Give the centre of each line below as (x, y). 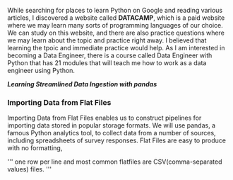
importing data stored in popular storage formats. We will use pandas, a (112, 125)
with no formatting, (35, 148)
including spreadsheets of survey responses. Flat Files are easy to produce (116, 140)
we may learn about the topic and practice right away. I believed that (107, 40)
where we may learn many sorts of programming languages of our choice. (115, 25)
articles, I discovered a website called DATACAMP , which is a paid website (116, 18)
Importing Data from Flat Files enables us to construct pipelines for (104, 118)
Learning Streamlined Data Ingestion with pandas (82, 84)
